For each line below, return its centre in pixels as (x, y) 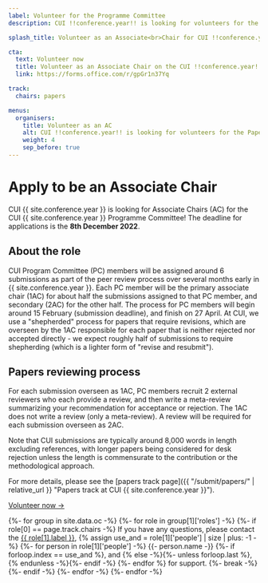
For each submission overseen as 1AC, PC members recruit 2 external (123, 391)
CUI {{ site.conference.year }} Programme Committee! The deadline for (125, 217)
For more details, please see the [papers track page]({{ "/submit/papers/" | (132, 482)
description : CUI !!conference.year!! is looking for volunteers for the (134, 23)
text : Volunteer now (49, 59)
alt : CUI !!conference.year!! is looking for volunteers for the (134, 133)
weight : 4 (39, 141)
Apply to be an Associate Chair (113, 187)
